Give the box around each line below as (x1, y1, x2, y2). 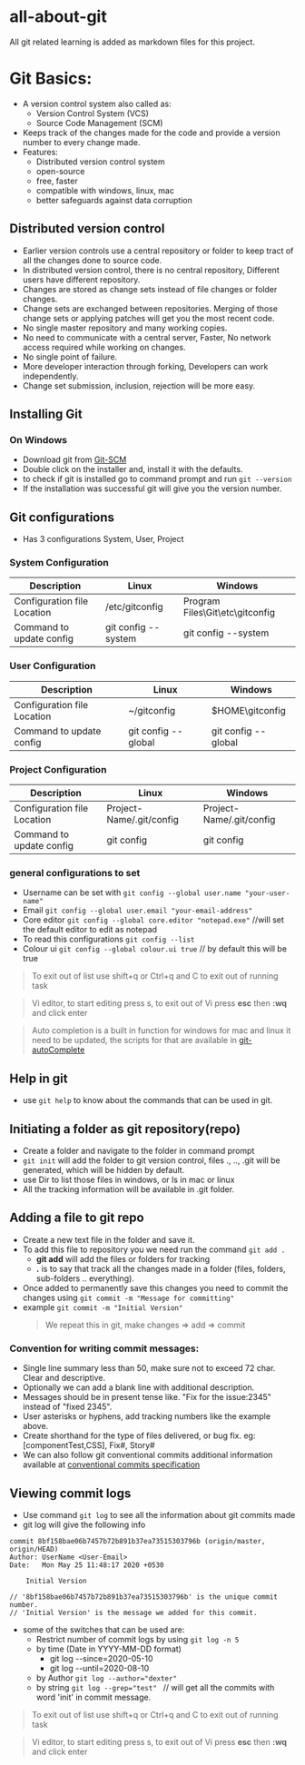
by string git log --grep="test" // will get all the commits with (35, 1681, 275, 1692)
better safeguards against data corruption (35, 194, 192, 205)
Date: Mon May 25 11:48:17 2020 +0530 (9, 1560, 165, 1570)
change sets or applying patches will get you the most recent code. (22, 312, 275, 323)
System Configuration (9, 557, 109, 569)
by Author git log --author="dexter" (35, 1672, 178, 1683)
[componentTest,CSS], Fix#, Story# (22, 1440, 156, 1451)
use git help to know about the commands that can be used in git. (22, 1095, 273, 1106)
